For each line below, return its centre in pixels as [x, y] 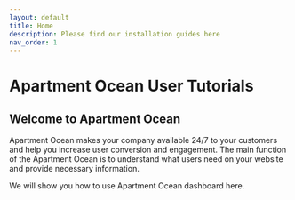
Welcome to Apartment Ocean [95, 119]
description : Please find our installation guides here [115, 34]
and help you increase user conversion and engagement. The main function [148, 150]
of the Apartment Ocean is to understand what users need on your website [146, 159]
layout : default [39, 17]
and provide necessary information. [74, 169]
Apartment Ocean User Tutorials [132, 86]
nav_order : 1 [33, 42]
